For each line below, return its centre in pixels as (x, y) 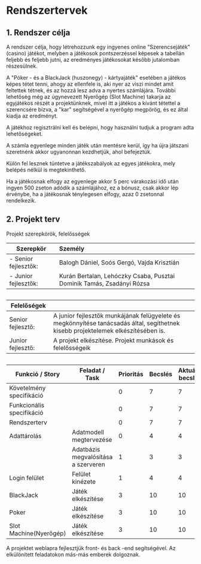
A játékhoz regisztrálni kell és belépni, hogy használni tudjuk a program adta (100, 127)
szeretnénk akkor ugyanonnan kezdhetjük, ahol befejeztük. (79, 152)
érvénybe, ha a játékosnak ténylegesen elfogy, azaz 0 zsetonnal (85, 194)
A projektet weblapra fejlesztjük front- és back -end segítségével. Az (91, 548)
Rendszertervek (47, 10)
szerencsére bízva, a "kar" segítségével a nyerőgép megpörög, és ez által (97, 109)
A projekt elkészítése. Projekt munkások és (113, 340)
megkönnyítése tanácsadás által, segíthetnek (116, 323)
